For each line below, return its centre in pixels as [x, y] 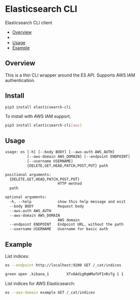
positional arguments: [28, 175]
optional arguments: [26, 197]
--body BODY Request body [47, 206]
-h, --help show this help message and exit [68, 202]
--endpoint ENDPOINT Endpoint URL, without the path [67, 224]
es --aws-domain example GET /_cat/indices [50, 292]
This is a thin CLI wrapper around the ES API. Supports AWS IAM [70, 75]
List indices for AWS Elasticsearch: [40, 283]
